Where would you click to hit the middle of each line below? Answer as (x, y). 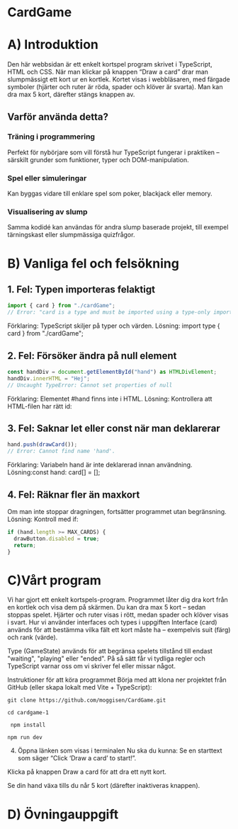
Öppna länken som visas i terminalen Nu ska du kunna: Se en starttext (120, 750)
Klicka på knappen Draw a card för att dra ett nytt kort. (87, 772)
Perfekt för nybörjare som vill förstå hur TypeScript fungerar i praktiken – (113, 152)
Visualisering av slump (47, 212)
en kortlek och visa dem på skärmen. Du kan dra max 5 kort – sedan (107, 607)
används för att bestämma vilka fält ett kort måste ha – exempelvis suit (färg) (119, 630)
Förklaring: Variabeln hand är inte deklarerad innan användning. (100, 465)
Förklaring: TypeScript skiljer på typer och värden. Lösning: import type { (114, 326)
